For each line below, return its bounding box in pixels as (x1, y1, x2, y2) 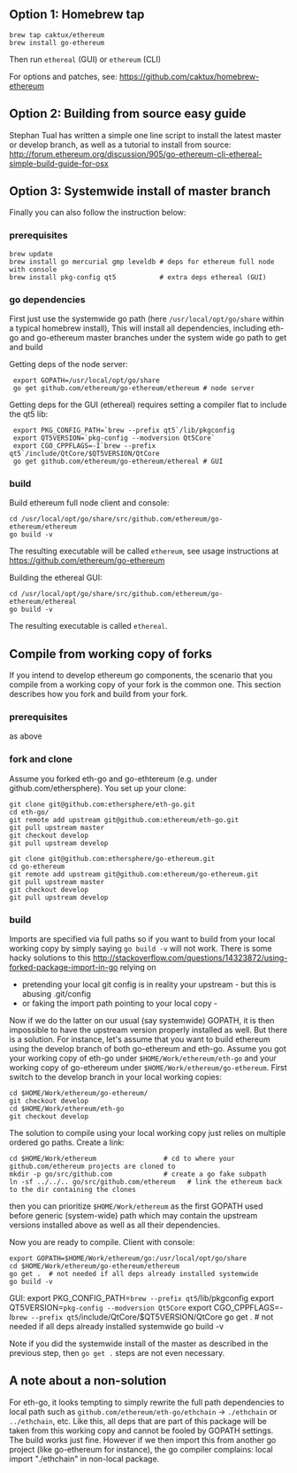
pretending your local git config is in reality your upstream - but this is (21, 979, 277, 990)
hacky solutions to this (9, 952, 91, 963)
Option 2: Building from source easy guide (9, 106, 247, 121)
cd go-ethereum (9, 862, 65, 871)
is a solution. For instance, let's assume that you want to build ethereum (9, 1034, 271, 1045)
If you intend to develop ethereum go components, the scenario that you (9, 670, 273, 681)
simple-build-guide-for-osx (9, 158, 109, 168)
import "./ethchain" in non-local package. (9, 1453, 160, 1464)
